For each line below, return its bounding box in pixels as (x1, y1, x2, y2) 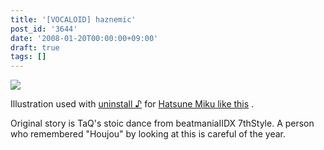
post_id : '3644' (10, 24, 78, 34)
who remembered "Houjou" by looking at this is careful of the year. (10, 128, 286, 140)
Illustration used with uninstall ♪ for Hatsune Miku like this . (10, 98, 255, 110)
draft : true (10, 42, 60, 53)
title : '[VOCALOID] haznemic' (10, 14, 137, 25)
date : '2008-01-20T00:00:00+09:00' (10, 33, 159, 43)
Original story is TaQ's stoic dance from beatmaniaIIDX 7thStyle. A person (10, 117, 315, 130)
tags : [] (10, 52, 47, 62)
